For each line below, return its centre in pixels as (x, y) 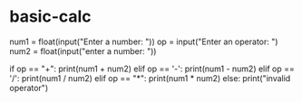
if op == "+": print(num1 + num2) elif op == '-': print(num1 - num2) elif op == (152, 69)
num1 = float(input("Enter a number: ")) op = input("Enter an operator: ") (144, 42)
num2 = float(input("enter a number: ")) (83, 51)
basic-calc (51, 17)
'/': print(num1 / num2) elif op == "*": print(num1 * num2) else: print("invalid (150, 78)
